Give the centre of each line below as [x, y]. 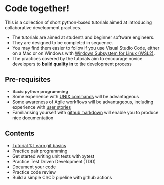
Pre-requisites [28, 79]
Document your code [34, 167]
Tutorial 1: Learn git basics [39, 145]
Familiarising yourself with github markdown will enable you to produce [85, 112]
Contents [20, 134]
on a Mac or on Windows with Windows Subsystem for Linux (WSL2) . [83, 53]
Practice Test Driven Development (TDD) [54, 161]
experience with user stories [41, 107]
